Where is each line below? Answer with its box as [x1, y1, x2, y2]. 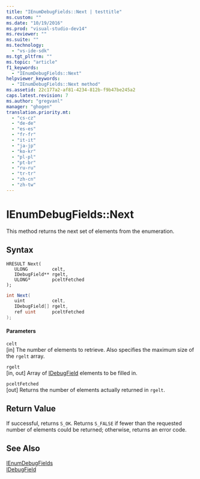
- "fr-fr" [11, 131, 36, 138]
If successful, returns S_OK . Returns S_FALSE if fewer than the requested [6, 420, 182, 427]
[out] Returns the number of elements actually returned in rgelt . [6, 387, 165, 394]
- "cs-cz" [11, 115, 36, 121]
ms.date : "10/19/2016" [6, 20, 63, 26]
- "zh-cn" [11, 176, 36, 182]
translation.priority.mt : [6, 109, 71, 115]
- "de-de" [11, 121, 36, 127]
